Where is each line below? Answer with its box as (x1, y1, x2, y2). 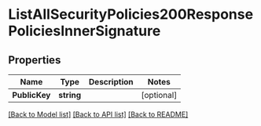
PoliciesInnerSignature (8, 22, 161, 40)
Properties (8, 53, 61, 67)
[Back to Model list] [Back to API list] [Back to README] (8, 110, 189, 119)
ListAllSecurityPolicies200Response (8, 5, 254, 23)
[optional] (141, 90, 178, 100)
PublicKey (12, 90, 51, 100)
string (58, 90, 82, 100)
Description (89, 77, 134, 87)
